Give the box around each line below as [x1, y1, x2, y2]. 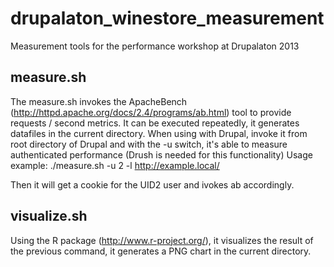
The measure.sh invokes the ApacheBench [10, 95, 188, 107]
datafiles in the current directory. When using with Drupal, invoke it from [10, 127, 308, 139]
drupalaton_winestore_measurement [10, 7, 325, 30]
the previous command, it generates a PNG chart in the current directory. [10, 245, 312, 257]
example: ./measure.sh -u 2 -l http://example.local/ [10, 159, 220, 171]
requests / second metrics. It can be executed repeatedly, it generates [10, 117, 300, 129]
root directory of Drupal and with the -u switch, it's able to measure [10, 138, 288, 150]
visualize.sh [10, 208, 88, 225]
